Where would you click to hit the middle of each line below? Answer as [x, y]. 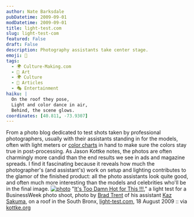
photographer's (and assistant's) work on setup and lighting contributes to [96, 170]
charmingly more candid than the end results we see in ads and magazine [96, 157]
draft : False [22, 45]
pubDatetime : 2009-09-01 [36, 17]
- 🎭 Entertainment [35, 88]
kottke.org [19, 208]
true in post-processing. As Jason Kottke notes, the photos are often [89, 152]
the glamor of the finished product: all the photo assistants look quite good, [97, 176]
